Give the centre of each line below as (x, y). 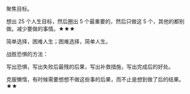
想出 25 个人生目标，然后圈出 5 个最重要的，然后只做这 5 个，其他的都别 (96, 21)
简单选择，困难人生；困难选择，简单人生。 (59, 41)
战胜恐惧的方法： (27, 54)
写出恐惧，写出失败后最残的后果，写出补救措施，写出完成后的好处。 (90, 67)
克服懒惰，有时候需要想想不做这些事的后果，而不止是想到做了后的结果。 (95, 79)
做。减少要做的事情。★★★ (41, 29)
